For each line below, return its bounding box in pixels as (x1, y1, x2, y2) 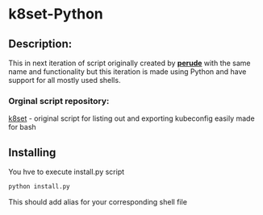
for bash (8, 122, 36, 132)
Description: (8, 37, 73, 51)
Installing (8, 146, 56, 159)
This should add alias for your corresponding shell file (8, 196, 188, 206)
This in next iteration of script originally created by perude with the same (8, 58, 252, 68)
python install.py (8, 183, 70, 191)
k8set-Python (8, 5, 103, 23)
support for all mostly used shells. (8, 76, 121, 85)
